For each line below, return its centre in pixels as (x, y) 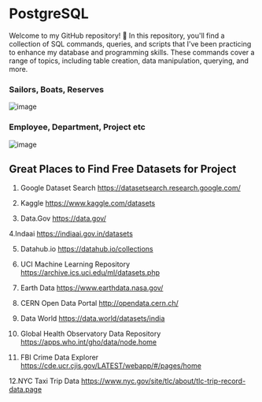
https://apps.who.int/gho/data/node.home (89, 342)
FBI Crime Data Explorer (59, 357)
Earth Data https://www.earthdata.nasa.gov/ (92, 288)
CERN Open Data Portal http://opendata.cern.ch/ (100, 303)
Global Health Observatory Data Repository (90, 334)
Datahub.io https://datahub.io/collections (87, 249)
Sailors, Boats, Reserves (57, 89)
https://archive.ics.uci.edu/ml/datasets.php (90, 273)
